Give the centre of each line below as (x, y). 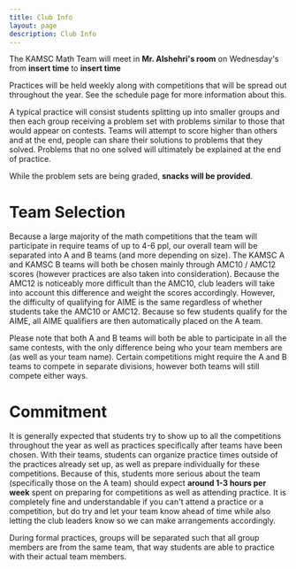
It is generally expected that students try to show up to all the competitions (145, 436)
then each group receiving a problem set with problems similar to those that (147, 121)
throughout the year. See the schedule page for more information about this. (148, 95)
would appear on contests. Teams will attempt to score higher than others (144, 131)
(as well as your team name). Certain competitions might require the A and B (148, 357)
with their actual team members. (68, 557)
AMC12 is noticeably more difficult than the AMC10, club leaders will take (142, 283)
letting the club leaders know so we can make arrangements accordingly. (143, 521)
